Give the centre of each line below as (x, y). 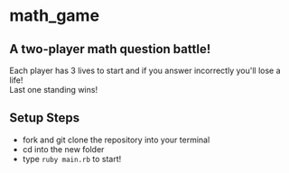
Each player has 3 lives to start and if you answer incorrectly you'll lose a (145, 70)
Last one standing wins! (53, 90)
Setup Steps (44, 118)
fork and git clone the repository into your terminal (116, 140)
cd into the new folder (63, 149)
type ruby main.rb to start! (72, 159)
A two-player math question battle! (110, 49)
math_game (55, 16)
